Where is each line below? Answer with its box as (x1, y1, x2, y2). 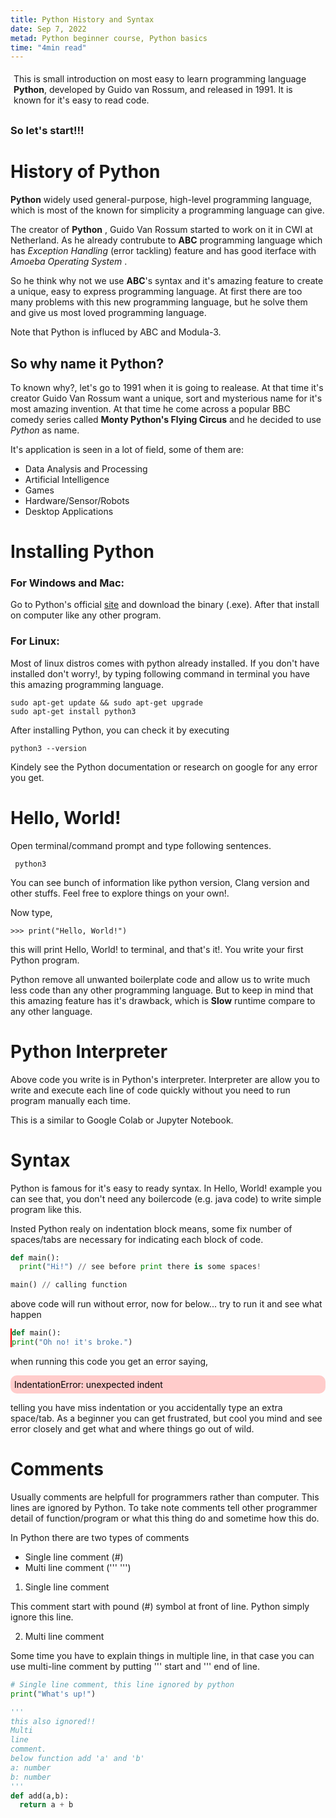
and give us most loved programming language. (10, 307, 207, 319)
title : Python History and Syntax (10, 14, 155, 25)
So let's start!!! (10, 124, 85, 138)
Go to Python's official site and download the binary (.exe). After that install (10, 599, 320, 611)
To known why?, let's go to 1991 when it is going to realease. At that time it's (10, 382, 324, 393)
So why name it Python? (10, 355, 165, 372)
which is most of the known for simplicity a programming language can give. (10, 204, 325, 216)
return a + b (19, 1800, 74, 1810)
